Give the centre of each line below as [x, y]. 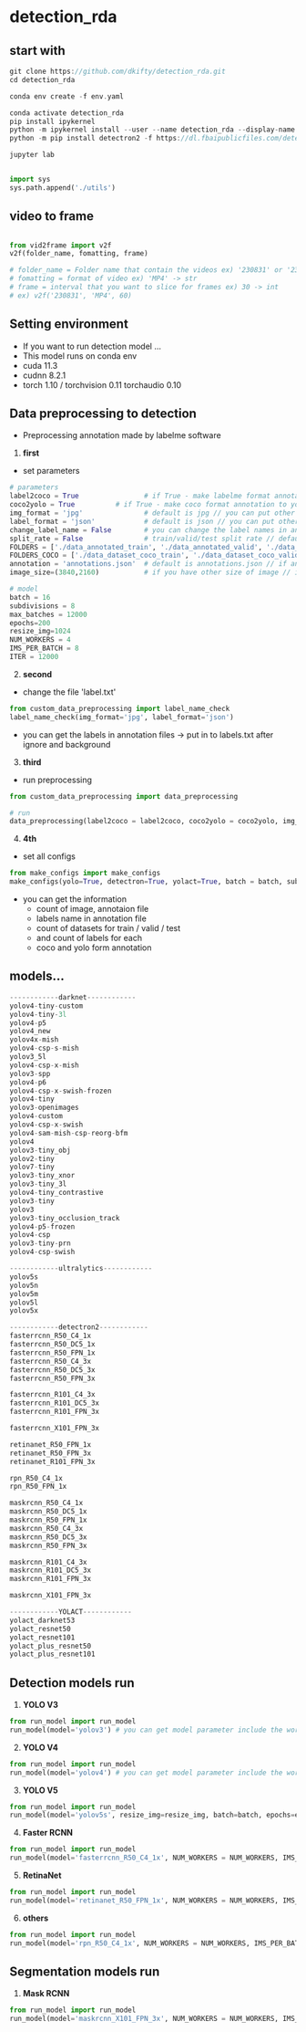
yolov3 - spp [30, 1074]
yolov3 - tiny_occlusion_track [65, 1218]
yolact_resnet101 [42, 1637]
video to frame [51, 216]
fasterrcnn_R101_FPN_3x [55, 1412]
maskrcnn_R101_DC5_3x [51, 1571]
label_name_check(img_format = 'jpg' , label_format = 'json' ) [122, 717]
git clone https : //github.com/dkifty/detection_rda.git [117, 71]
